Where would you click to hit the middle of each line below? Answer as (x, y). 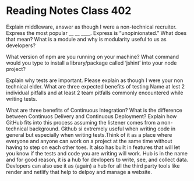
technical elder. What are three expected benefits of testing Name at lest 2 (96, 86)
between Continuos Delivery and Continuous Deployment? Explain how (91, 116)
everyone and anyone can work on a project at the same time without (89, 141)
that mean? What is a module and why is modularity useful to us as (87, 39)
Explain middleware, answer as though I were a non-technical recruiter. (91, 27)
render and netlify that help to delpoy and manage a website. (79, 172)
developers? (21, 45)
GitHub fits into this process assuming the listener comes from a (83, 122)
